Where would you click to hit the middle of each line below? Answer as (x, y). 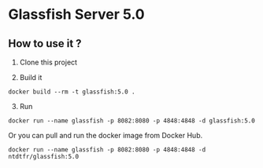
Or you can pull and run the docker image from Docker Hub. (106, 135)
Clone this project (48, 62)
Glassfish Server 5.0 (76, 15)
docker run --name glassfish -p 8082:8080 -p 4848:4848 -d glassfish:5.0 (132, 121)
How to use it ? (45, 44)
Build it (31, 77)
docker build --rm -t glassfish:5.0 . (72, 92)
